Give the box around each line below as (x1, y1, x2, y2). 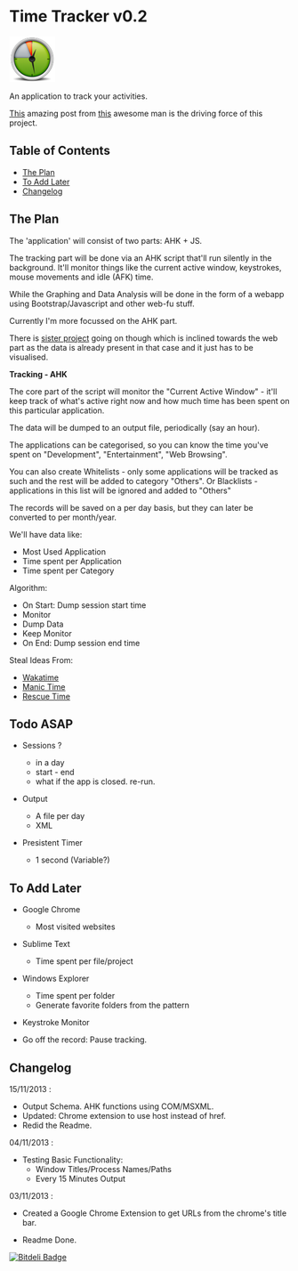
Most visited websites (35, 921, 116, 932)
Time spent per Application (21, 555, 122, 566)
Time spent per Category (21, 565, 115, 576)
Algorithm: (9, 582, 47, 593)
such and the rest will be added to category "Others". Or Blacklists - (9, 475, 258, 486)
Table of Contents (9, 143, 111, 158)
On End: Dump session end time (21, 637, 141, 648)
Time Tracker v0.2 (9, 6, 149, 27)
